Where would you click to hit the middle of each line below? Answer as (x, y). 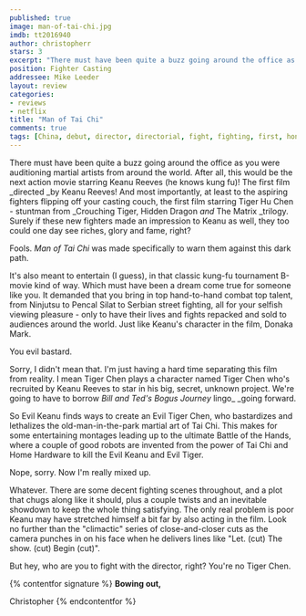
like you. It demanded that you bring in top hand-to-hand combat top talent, (151, 295)
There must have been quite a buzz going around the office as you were (145, 162)
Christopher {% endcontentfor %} (73, 601)
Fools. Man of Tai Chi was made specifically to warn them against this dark (150, 248)
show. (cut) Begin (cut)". (55, 548)
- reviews (28, 103)
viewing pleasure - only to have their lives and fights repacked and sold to (148, 314)
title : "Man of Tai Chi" (56, 120)
